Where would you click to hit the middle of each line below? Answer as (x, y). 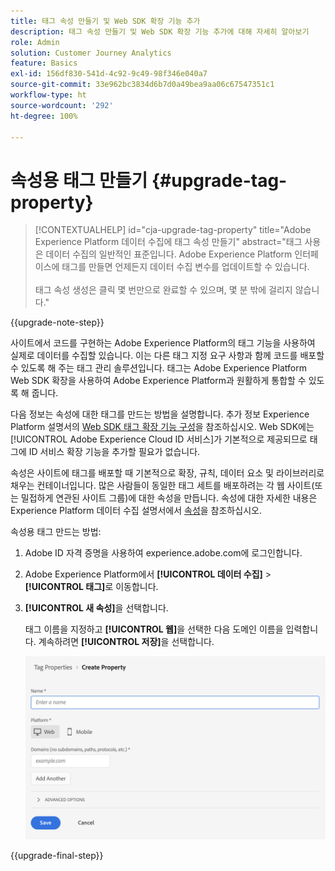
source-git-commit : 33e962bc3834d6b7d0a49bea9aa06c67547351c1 (142, 85)
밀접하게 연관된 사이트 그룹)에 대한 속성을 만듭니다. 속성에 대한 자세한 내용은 (169, 498)
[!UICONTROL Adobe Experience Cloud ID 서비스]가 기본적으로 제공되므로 (159, 439)
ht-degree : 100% (44, 116)
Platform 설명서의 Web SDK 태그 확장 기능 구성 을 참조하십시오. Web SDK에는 (162, 427)
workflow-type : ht (48, 95)
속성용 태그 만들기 (79, 180)
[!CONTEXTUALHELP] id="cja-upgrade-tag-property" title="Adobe (173, 230)
